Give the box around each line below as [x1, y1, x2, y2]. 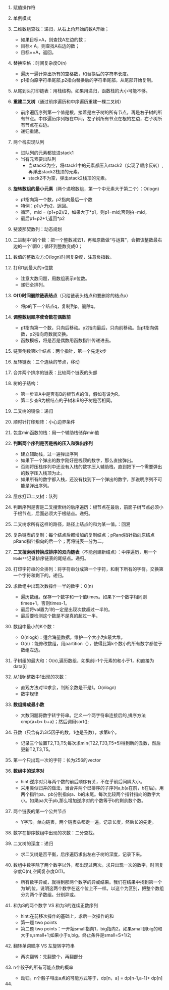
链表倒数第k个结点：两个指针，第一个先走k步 [13, 348, 107, 354]
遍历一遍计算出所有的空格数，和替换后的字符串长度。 [20, 71, 132, 77]
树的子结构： [13, 381, 40, 386]
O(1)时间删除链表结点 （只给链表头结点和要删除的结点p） [13, 293, 131, 298]
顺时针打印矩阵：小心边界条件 [13, 419, 75, 425]
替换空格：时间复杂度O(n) [13, 60, 67, 66]
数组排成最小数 [13, 701, 44, 708]
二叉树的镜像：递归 [13, 408, 53, 414]
